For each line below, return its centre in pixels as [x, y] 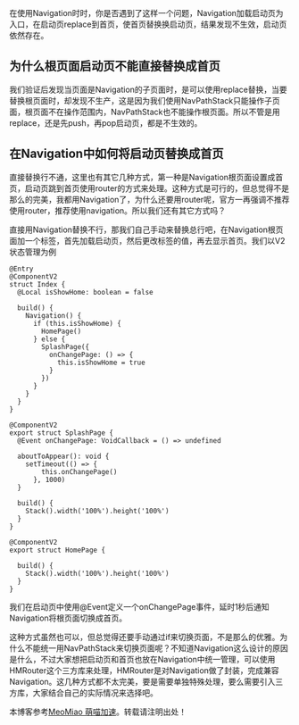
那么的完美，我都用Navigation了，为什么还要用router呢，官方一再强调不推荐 [149, 199]
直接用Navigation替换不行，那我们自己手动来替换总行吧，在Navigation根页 [146, 229]
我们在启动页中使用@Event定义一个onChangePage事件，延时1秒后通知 [139, 606]
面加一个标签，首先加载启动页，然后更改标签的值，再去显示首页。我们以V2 [147, 240]
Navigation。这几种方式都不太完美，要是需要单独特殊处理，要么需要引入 [142, 681]
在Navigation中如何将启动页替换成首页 [116, 154]
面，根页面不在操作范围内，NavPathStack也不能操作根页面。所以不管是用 [145, 112]
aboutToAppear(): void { [63, 456]
